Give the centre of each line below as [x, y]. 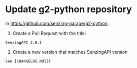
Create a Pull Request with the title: [49, 33]
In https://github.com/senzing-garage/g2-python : [57, 23]
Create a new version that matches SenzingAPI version [70, 52]
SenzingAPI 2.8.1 [24, 42]
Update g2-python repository [68, 9]
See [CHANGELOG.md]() [28, 61]
